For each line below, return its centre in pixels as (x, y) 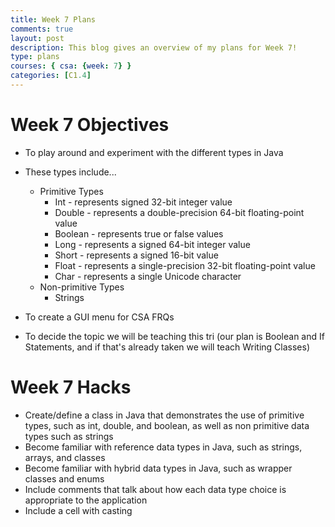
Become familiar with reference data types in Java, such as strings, (163, 447)
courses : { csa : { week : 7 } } (71, 66)
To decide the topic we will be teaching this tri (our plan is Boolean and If (174, 336)
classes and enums (64, 478)
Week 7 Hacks (71, 387)
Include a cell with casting (78, 510)
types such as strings (69, 436)
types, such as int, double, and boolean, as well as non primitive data (167, 425)
